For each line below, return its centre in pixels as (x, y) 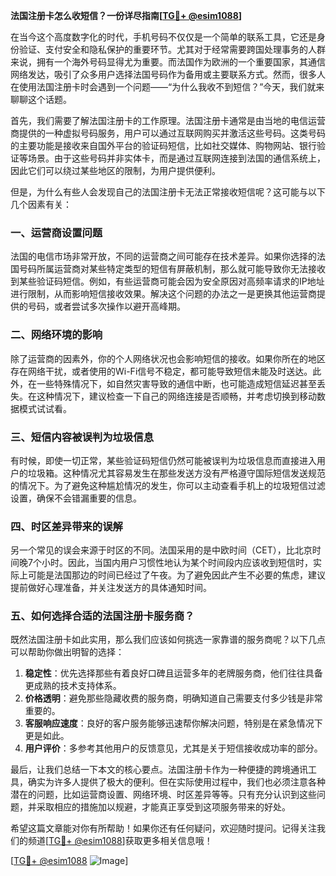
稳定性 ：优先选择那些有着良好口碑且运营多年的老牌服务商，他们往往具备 (173, 673)
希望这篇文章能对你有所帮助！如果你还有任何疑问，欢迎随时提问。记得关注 (163, 828)
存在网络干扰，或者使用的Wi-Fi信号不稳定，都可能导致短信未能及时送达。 (161, 371)
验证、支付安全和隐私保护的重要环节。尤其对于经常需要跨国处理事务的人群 (172, 49)
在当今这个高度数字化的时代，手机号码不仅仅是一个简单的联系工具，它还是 (163, 37)
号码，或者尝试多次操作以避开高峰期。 (106, 306)
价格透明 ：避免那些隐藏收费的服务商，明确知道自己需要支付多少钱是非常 (173, 698)
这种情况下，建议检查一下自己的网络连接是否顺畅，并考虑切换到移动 (176, 396)
